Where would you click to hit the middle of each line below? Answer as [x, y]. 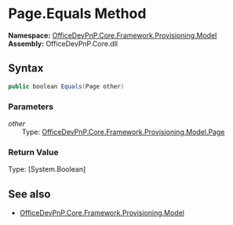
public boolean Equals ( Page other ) [66, 86]
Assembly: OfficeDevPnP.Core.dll [63, 43]
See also [29, 194]
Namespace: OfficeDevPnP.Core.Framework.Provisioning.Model [113, 35]
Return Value [33, 152]
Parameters [31, 107]
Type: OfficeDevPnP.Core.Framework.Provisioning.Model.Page [124, 132]
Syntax [26, 69]
